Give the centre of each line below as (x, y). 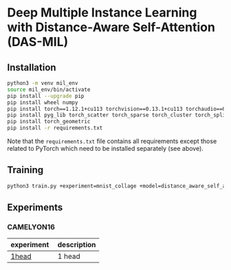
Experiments (35, 208)
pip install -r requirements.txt (55, 128)
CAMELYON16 (31, 227)
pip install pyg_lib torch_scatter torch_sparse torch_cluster (100, 115)
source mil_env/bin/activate (49, 90)
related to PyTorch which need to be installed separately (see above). (106, 148)
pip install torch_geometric (49, 122)
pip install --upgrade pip (46, 96)
